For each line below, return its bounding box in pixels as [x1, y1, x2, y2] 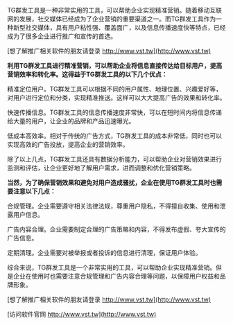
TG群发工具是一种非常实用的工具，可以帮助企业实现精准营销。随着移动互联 [7, 6, 223, 14]
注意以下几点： [12, 187, 56, 195]
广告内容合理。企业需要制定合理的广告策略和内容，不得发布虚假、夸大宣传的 [7, 225, 226, 234]
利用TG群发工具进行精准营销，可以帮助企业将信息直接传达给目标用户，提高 [7, 62, 223, 69]
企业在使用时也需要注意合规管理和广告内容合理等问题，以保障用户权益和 [12, 272, 220, 280]
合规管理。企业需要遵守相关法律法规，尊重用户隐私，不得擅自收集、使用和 [7, 202, 220, 210]
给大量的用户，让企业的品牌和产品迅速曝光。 [7, 117, 135, 125]
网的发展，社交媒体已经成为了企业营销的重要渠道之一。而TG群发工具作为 [7, 15, 216, 23]
